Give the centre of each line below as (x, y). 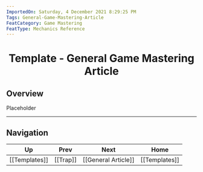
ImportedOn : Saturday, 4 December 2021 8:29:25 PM (71, 12)
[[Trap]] (66, 160)
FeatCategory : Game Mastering (44, 23)
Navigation (27, 132)
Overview (25, 93)
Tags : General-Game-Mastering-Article (55, 18)
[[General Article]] (108, 160)
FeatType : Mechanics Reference (46, 29)
